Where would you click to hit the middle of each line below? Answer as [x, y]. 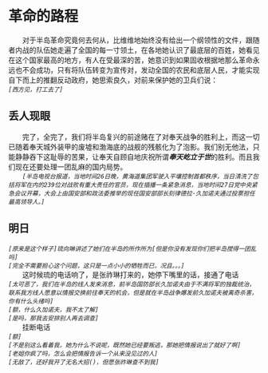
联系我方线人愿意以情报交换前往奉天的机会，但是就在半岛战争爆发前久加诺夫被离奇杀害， [133, 292]
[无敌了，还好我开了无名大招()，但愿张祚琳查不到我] [84, 362]
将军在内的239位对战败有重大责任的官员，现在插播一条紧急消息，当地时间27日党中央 [133, 185]
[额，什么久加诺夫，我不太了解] [53, 310]
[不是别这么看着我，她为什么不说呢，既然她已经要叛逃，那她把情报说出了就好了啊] [125, 345]
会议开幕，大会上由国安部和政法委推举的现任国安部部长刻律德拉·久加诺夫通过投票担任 [134, 193]
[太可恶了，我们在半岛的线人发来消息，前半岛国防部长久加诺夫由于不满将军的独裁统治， [132, 284]
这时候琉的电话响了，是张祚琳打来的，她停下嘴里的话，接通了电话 [131, 274]
